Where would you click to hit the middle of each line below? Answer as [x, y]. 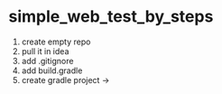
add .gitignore [47, 61]
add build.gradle [52, 70]
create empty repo [56, 42]
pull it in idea [45, 51]
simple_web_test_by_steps [111, 17]
